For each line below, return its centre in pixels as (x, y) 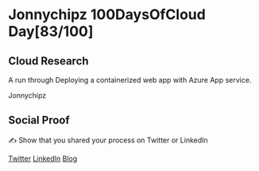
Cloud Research (48, 61)
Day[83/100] (51, 31)
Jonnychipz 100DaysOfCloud (107, 15)
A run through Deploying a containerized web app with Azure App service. (130, 80)
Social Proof (39, 120)
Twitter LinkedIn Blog (43, 158)
